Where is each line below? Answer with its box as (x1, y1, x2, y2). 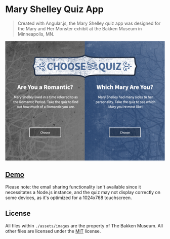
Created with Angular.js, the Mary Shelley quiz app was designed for (17, 20, 161, 26)
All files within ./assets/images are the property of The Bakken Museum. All (5, 222, 163, 228)
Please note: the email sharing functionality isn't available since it (5, 183, 141, 190)
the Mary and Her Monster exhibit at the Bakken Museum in (17, 25, 142, 31)
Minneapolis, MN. (17, 31, 55, 37)
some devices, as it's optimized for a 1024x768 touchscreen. (5, 195, 132, 201)
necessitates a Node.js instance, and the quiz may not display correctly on (5, 189, 161, 195)
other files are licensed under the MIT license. (5, 228, 101, 234)
